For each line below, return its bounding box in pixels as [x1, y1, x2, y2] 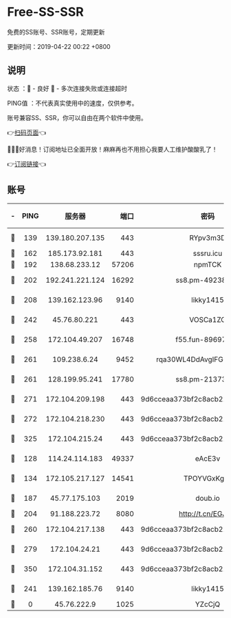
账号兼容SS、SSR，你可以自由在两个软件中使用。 [7, 113, 147, 121]
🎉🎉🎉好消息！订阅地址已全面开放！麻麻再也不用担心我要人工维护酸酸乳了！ [7, 145, 218, 153]
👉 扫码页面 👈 [7, 128, 47, 137]
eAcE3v [195, 453, 221, 463]
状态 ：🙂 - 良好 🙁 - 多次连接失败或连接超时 [7, 84, 127, 92]
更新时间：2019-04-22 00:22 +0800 [7, 42, 111, 50]
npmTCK [193, 259, 222, 269]
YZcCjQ [195, 599, 221, 609]
